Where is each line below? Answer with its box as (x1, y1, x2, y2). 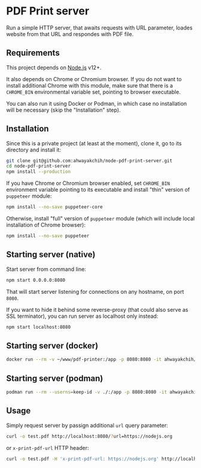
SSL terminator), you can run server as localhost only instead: (6, 312, 159, 320)
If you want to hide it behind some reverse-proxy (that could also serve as (6, 306, 188, 313)
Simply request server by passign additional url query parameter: (6, 422, 169, 429)
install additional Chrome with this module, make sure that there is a (6, 82, 173, 89)
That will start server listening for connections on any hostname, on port (6, 288, 184, 295)
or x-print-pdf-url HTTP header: (6, 444, 89, 451)
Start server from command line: (6, 266, 87, 273)
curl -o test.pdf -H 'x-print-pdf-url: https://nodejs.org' (6, 455, 160, 462)
